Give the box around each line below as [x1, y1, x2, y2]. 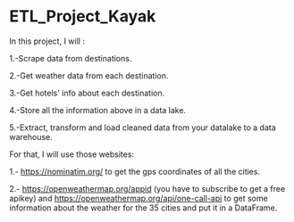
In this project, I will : [9, 36, 85, 46]
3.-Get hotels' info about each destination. [9, 87, 165, 98]
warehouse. [9, 131, 54, 142]
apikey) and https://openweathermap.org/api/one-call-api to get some [9, 193, 268, 203]
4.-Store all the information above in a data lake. [9, 104, 186, 115]
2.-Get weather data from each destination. [9, 70, 169, 81]
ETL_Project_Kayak [9, 6, 156, 27]
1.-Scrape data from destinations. [9, 53, 132, 63]
